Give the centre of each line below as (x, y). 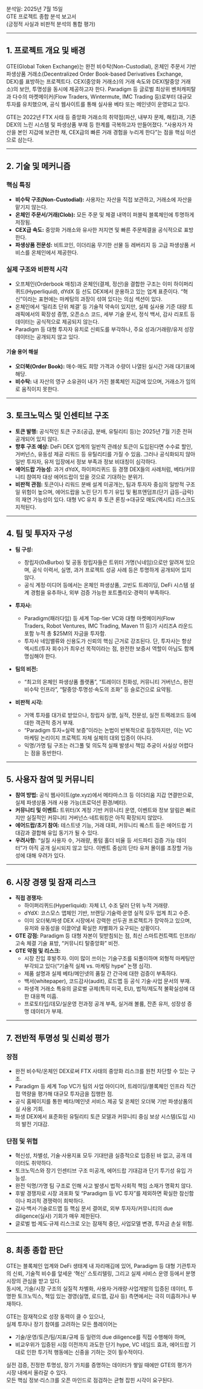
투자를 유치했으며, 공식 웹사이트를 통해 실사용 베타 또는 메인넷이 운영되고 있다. (98, 104)
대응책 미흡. (44, 996)
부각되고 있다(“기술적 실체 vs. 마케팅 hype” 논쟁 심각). (88, 966)
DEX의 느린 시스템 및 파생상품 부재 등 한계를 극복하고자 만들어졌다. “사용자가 (96, 124)
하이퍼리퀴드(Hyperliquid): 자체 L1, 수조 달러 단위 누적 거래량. (97, 905)
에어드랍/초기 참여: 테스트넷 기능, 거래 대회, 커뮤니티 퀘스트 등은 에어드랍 (101, 826)
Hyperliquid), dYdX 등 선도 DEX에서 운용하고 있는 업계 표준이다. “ (105, 291)
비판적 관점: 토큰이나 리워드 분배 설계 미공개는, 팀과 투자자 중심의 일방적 (99, 484)
